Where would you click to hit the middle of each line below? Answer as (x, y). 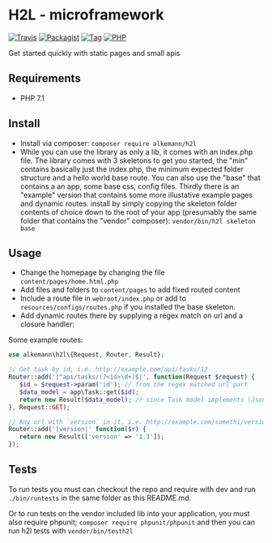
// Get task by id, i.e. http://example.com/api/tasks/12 (108, 370)
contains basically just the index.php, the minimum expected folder (132, 169)
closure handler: (47, 324)
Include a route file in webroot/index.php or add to (103, 298)
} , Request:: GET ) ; (39, 407)
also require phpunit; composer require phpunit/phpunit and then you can (132, 522)
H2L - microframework (86, 15)
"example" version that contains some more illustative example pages (136, 195)
